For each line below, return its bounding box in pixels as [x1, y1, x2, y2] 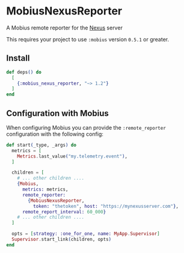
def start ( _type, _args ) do [6, 142, 77, 148]
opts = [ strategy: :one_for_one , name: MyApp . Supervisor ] [11, 231, 161, 237]
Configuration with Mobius [6, 108, 109, 118]
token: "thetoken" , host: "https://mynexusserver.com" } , [32, 203, 179, 209]
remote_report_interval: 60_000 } [22, 209, 106, 215]
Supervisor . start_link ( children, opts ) [11, 236, 112, 243]
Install [6, 53, 30, 64]
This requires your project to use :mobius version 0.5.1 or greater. [6, 35, 170, 43]
